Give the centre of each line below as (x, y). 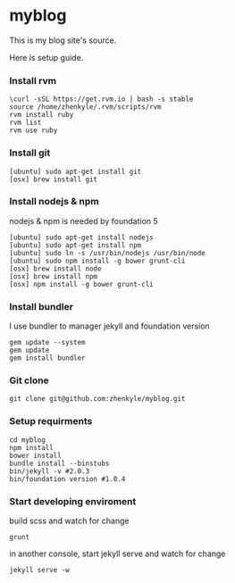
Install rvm (33, 80)
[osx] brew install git (54, 179)
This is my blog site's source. (63, 40)
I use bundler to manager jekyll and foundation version (109, 326)
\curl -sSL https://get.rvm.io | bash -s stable (101, 99)
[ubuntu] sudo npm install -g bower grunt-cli (97, 261)
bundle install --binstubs (59, 463)
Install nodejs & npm (55, 202)
